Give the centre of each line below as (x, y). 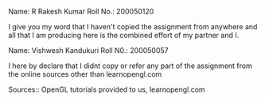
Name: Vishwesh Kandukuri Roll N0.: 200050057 (88, 50)
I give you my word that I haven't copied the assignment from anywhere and (133, 26)
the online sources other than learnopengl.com (85, 74)
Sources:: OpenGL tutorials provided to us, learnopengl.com (107, 89)
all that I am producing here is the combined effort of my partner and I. (124, 35)
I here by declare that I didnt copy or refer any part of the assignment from (130, 66)
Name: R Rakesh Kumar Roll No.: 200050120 (81, 11)
